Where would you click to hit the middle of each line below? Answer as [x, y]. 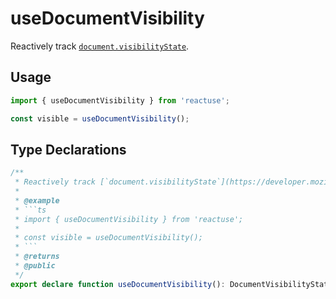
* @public [35, 266]
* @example [37, 200]
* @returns [37, 257]
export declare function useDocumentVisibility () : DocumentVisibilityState [171, 284]
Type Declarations [68, 149]
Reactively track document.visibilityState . [100, 46]
